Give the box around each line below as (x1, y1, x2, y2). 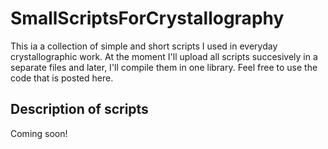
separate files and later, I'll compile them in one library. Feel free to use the (10, 61, 318, 73)
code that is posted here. (10, 72, 114, 84)
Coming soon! (10, 127, 68, 139)
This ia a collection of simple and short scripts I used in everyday (10, 40, 278, 52)
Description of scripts (10, 101, 149, 118)
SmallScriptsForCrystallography (10, 7, 285, 30)
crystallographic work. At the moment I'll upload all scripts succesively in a (10, 50, 318, 62)
